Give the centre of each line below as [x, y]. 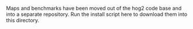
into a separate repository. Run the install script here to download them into [97, 14]
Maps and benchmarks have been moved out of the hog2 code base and [94, 8]
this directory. [23, 20]
